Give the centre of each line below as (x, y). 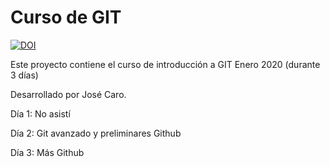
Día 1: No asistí (40, 113)
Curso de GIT (66, 17)
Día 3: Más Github (47, 152)
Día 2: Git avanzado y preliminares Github (96, 133)
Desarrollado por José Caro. (68, 94)
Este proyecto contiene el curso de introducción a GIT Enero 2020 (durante (165, 64)
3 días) (24, 75)
